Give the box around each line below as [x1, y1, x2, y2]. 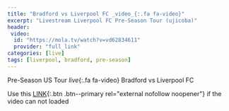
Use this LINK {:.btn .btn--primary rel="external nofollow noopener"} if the [7, 89, 222, 98]
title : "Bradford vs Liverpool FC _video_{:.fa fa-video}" [7, 10, 185, 18]
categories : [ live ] [7, 50, 65, 57]
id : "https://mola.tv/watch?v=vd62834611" [13, 37, 141, 44]
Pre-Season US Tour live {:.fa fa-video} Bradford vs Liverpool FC [7, 76, 194, 84]
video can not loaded [7, 97, 69, 105]
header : [7, 23, 30, 30]
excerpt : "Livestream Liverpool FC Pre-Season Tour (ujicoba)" [7, 17, 198, 24]
